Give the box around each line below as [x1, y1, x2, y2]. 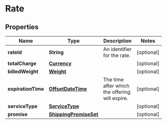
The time [103, 76, 124, 83]
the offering [103, 89, 131, 95]
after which [103, 82, 130, 89]
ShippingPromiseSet [49, 111, 98, 118]
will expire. [103, 95, 128, 102]
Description [103, 38, 132, 44]
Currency [49, 60, 72, 67]
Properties [5, 23, 39, 31]
